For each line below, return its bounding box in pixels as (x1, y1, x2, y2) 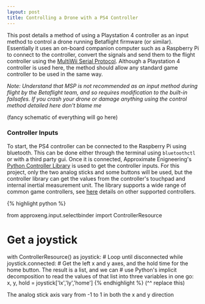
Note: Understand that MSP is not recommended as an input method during (7, 82, 198, 89)
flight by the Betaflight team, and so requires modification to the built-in (7, 89, 188, 96)
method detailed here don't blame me (7, 101, 102, 109)
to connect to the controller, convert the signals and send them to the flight (7, 51, 195, 58)
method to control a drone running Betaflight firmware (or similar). (7, 38, 173, 45)
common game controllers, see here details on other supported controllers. (7, 187, 196, 195)
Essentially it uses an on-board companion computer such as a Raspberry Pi (7, 44, 200, 52)
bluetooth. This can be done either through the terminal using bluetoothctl (7, 149, 196, 156)
